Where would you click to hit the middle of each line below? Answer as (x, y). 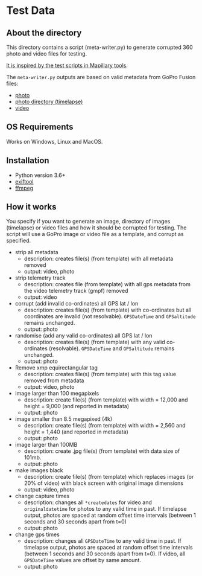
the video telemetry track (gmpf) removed (76, 291)
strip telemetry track (40, 278)
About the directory (44, 33)
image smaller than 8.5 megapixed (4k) (64, 419)
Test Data (31, 11)
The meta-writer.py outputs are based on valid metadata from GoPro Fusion (101, 77)
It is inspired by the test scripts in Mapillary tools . (67, 65)
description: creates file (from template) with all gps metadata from (107, 284)
